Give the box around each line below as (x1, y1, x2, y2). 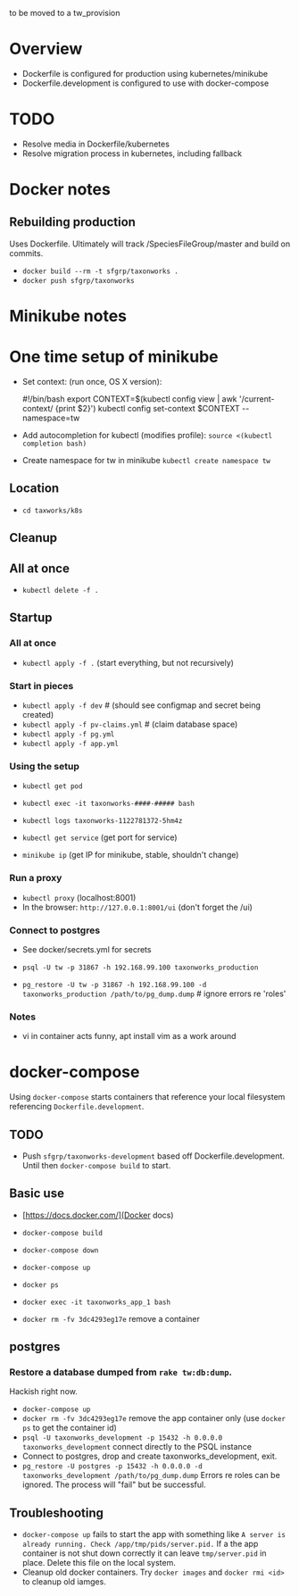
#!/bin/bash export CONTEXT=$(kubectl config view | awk (21, 394, 238, 404)
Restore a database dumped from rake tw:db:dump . (9, 1366, 233, 1378)
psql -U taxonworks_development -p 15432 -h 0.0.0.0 (21, 1434, 223, 1442)
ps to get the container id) (21, 1423, 118, 1434)
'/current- (238, 394, 275, 404)
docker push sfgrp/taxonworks (21, 276, 136, 285)
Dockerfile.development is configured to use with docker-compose (21, 78, 270, 88)
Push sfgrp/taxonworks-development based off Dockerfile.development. (21, 1151, 286, 1161)
